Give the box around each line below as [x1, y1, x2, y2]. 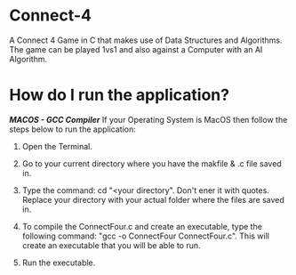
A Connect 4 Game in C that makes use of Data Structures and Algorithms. [9, 35, 283, 45]
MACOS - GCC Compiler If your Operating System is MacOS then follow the [9, 114, 288, 125]
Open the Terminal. [21, 141, 93, 151]
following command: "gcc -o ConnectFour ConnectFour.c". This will [21, 231, 269, 241]
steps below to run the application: [9, 124, 136, 134]
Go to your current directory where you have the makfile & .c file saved [21, 158, 282, 169]
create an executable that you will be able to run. [21, 239, 202, 250]
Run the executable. [21, 257, 96, 268]
